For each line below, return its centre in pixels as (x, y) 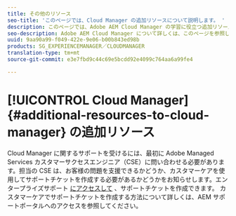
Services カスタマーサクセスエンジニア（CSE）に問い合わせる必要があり (113, 161)
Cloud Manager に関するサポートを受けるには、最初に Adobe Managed (111, 153)
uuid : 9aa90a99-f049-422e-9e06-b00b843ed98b (73, 40)
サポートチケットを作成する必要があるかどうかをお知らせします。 (120, 179)
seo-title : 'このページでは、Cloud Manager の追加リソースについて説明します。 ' (116, 20)
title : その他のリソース (39, 14)
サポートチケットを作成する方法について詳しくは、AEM (131, 196)
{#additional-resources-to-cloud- (108, 115)
